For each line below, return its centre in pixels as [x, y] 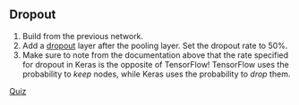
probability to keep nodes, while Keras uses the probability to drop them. [156, 74]
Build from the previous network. [83, 36]
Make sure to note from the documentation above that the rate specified [155, 55]
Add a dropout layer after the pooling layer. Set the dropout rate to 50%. [155, 45]
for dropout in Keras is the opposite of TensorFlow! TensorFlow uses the [155, 64]
